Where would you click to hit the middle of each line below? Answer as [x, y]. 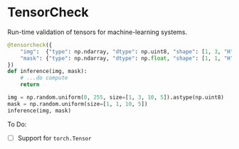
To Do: [17, 124]
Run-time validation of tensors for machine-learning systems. [97, 32]
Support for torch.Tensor [54, 138]
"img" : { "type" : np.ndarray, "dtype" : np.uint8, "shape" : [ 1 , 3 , [121, 51]
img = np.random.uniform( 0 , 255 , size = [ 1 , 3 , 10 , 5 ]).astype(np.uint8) [116, 98]
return [30, 85]
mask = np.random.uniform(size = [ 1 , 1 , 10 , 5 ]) [78, 104]
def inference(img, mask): [47, 72]
